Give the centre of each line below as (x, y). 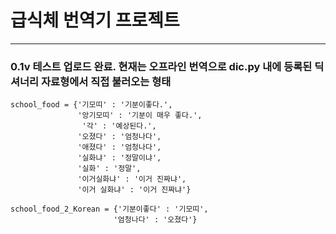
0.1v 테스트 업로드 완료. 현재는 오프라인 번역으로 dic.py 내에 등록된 (161, 66)
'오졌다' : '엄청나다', (119, 137)
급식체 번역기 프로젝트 (95, 20)
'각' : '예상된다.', (119, 126)
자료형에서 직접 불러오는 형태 (106, 81)
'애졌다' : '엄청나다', (119, 147)
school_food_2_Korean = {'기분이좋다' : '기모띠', (109, 209)
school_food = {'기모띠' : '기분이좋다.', (91, 105)
